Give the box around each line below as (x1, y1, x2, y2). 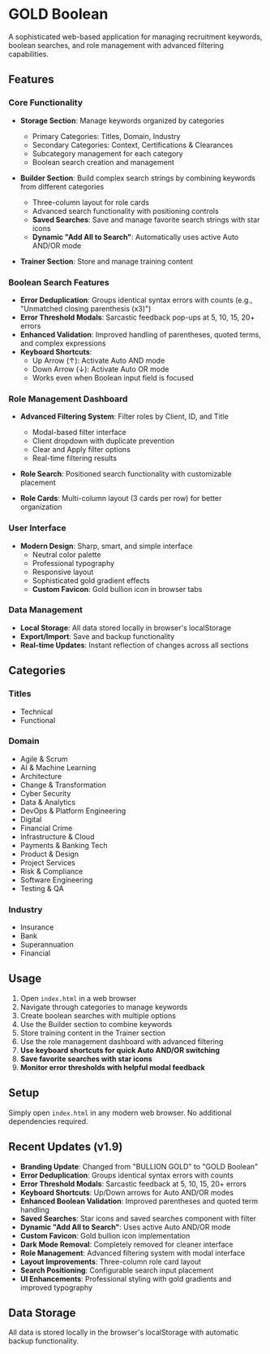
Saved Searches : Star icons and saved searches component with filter (19, 1213, 257, 1223)
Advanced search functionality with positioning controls (32, 206, 219, 216)
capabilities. (8, 49, 49, 59)
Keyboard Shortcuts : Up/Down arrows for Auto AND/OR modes (19, 1187, 234, 1197)
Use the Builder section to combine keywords (19, 1019, 173, 1029)
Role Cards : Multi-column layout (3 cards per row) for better (19, 494, 222, 503)
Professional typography (32, 558, 115, 568)
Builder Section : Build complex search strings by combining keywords (19, 172, 255, 183)
